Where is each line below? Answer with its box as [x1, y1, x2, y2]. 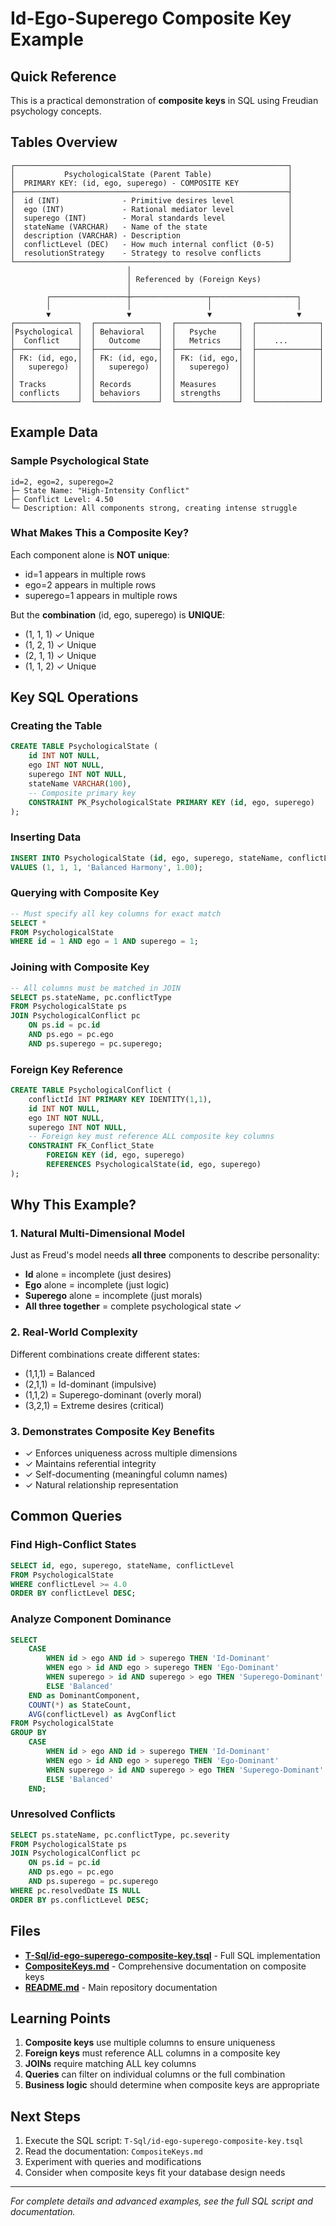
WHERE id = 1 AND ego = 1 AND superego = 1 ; [10, 937, 199, 947]
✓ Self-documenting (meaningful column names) [24, 1468, 228, 1481]
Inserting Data [10, 830, 82, 844]
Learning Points [10, 2010, 111, 2027]
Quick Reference [10, 68, 117, 85]
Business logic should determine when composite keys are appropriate [24, 2079, 320, 2091]
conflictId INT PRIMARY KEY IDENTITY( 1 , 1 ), [28, 1094, 213, 1104]
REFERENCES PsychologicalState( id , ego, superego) [46, 1160, 262, 1170]
